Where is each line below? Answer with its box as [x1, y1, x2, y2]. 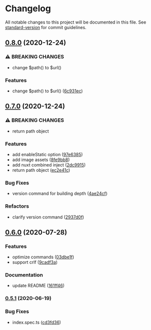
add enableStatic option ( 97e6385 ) [12, 151, 83, 157]
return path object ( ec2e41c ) [12, 167, 70, 173]
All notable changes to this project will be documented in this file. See [5, 19, 147, 25]
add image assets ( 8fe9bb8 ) [12, 157, 70, 163]
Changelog [5, 3, 51, 14]
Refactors [5, 203, 30, 210]
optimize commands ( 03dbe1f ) [12, 254, 75, 260]
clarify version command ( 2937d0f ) [12, 214, 85, 220]
